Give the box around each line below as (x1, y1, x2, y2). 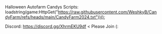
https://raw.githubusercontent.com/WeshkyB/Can (58, 9, 157, 15)
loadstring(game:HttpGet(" (5, 9, 58, 15)
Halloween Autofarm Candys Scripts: (5, 4, 79, 10)
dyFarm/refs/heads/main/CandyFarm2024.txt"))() (5, 14, 104, 20)
